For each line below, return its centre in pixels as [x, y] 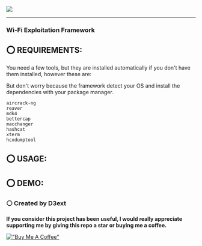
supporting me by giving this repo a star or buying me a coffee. [87, 225]
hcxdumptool [21, 140]
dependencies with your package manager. [60, 92]
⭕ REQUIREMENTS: [44, 50]
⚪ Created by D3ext [36, 203]
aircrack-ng [21, 103]
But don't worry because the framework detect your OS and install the [93, 85]
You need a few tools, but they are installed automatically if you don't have [99, 67]
